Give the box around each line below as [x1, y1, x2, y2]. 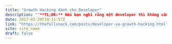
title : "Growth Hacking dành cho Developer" [5, 7, 102, 13]
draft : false [5, 31, 33, 36]
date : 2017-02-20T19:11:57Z [5, 17, 66, 22]
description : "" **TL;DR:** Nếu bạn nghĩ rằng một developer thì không [5, 12, 159, 17]
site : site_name [5, 26, 40, 31]
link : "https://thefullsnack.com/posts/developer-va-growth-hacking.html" [5, 21, 168, 27]
